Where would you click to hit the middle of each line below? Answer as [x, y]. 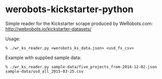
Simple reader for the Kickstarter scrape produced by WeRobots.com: [79, 23]
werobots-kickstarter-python [69, 9]
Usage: [13, 39]
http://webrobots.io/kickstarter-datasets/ [48, 29]
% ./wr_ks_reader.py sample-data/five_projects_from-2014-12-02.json [81, 67]
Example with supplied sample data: [43, 58]
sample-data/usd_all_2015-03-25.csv [44, 71]
